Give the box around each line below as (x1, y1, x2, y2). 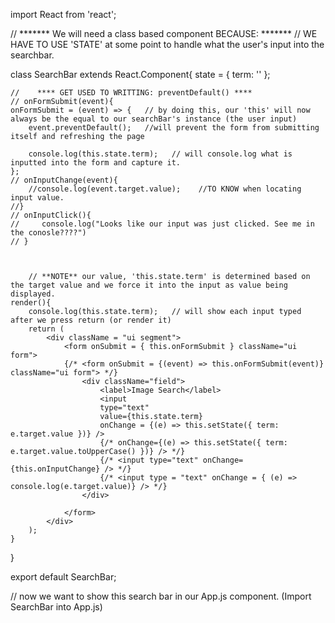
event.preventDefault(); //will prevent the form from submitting (28, 123, 320, 133)
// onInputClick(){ (10, 210, 92, 220)
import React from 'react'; (10, 9, 117, 20)
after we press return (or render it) (10, 315, 172, 325)
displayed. (10, 289, 56, 299)
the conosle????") (10, 228, 87, 238)
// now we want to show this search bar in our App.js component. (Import (10, 590, 312, 602)
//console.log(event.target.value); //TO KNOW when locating (28, 184, 302, 194)
